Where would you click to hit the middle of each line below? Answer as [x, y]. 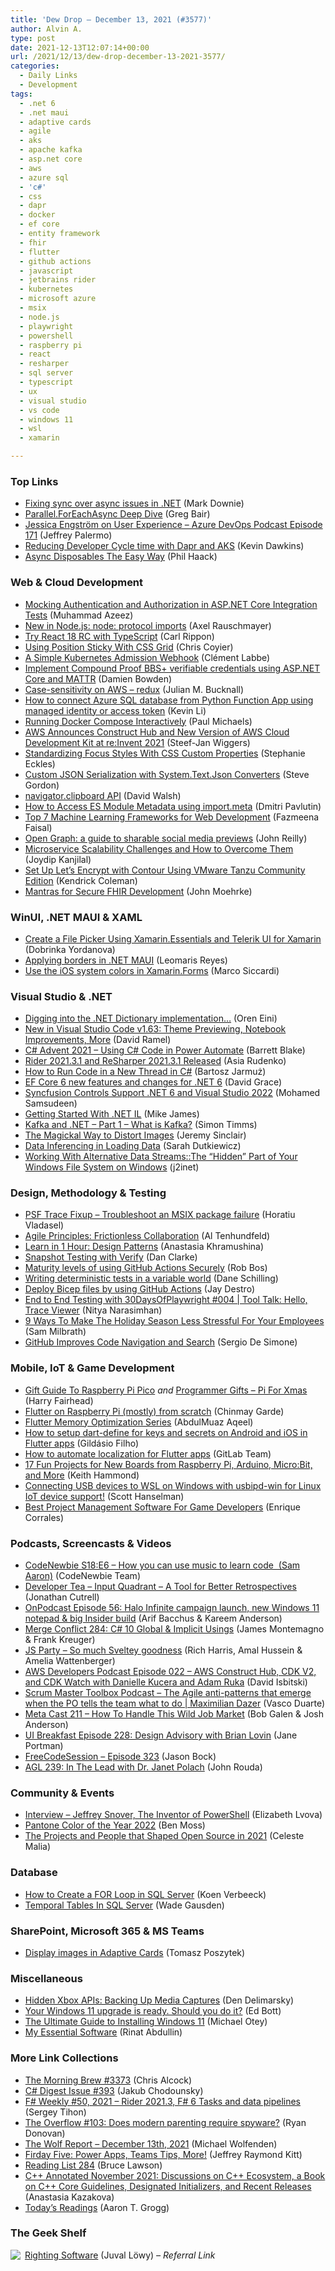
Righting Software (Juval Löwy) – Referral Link [120, 2255]
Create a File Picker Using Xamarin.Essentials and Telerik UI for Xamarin [173, 938]
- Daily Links [48, 76]
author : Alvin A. [46, 29]
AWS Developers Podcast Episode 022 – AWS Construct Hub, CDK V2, [170, 1672]
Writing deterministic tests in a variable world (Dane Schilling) [151, 1278]
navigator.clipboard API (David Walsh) [103, 795]
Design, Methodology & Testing [88, 1193]
